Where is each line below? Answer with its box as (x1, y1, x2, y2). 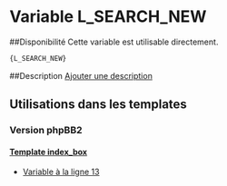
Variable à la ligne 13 (22, 166, 100, 178)
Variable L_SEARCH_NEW (9, 6, 207, 27)
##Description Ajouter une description (9, 70, 153, 81)
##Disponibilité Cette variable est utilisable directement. (9, 36, 219, 47)
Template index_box (9, 146, 88, 157)
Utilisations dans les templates (9, 97, 188, 113)
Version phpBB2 (9, 124, 84, 137)
